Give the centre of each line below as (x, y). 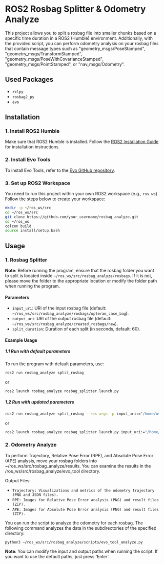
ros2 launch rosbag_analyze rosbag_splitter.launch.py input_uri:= (75, 432)
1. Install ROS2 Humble (32, 131)
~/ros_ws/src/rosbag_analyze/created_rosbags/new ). (65, 324)
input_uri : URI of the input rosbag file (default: (59, 308)
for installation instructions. (32, 147)
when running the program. (32, 286)
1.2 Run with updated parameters (40, 402)
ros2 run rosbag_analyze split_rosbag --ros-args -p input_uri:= (73, 414)
